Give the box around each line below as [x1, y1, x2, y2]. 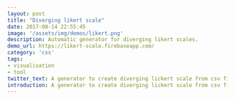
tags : [7, 56, 23, 63]
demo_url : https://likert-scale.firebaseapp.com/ [7, 43, 155, 49]
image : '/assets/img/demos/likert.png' [7, 29, 124, 37]
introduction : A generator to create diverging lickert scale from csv [7, 82, 220, 89]
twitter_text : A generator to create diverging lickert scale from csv [7, 75, 220, 82]
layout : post [7, 10, 45, 17]
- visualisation [7, 62, 55, 69]
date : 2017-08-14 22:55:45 [7, 23, 86, 30]
